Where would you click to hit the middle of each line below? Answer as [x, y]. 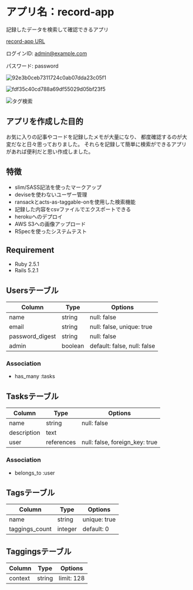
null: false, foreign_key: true [120, 442]
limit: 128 [72, 578]
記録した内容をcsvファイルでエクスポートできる [73, 209]
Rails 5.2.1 [26, 271]
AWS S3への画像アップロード [50, 224]
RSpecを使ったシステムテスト [51, 231]
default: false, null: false [123, 346]
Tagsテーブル [31, 493]
